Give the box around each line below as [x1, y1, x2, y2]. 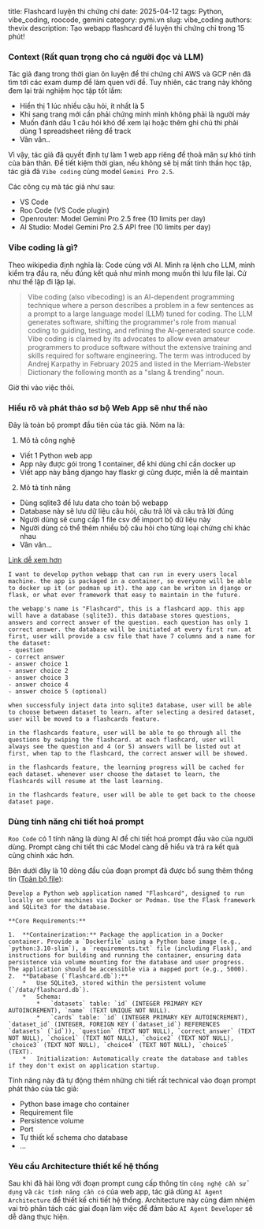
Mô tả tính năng [19, 482, 71, 492]
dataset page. [8, 797, 55, 806]
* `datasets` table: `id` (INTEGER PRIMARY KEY [36, 1000, 203, 1008]
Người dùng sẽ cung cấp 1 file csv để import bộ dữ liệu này [19, 514, 211, 524]
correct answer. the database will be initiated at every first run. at [8, 626, 252, 633]
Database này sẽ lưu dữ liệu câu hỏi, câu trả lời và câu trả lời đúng [19, 506, 234, 515]
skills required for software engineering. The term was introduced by [27, 351, 251, 360]
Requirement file [19, 1108, 73, 1117]
